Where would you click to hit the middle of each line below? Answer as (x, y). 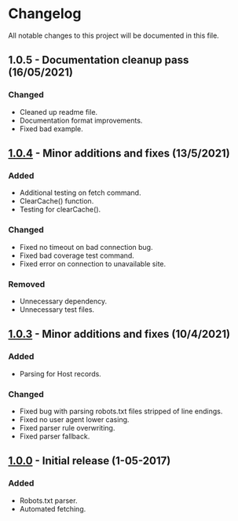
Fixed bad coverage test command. (77, 255)
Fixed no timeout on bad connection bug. (86, 247)
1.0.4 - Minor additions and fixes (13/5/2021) (119, 154)
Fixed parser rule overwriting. (67, 427)
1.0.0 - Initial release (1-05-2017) (90, 461)
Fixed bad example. (51, 128)
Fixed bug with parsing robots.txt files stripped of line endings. (121, 411)
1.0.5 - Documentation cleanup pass (99, 60)
